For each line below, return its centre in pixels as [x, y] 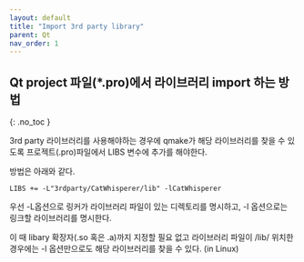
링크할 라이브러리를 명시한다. [61, 218]
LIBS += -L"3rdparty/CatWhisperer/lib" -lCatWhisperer [116, 189]
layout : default [40, 18]
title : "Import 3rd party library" [77, 26]
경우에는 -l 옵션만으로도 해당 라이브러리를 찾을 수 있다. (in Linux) [124, 249]
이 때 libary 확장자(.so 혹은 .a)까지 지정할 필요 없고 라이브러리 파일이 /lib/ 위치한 [152, 237]
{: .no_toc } [30, 122]
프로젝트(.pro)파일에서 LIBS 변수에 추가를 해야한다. [117, 152]
